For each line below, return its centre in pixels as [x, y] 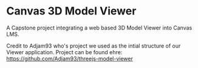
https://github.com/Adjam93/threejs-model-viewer [70, 58]
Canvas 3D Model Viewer [71, 11]
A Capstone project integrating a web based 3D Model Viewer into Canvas [99, 28]
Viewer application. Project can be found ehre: [64, 52]
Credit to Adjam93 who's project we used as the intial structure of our [94, 46]
